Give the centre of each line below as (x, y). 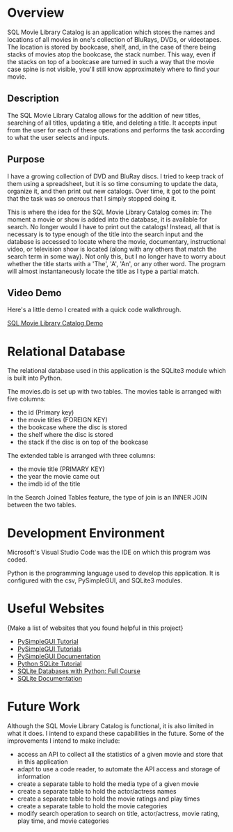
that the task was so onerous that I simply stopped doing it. (92, 198)
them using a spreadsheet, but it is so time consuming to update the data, (113, 183)
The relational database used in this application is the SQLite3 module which (116, 371)
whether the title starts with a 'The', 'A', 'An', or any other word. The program (116, 263)
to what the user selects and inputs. (58, 137)
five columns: (27, 399)
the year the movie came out (58, 477)
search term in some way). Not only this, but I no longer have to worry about (116, 256)
